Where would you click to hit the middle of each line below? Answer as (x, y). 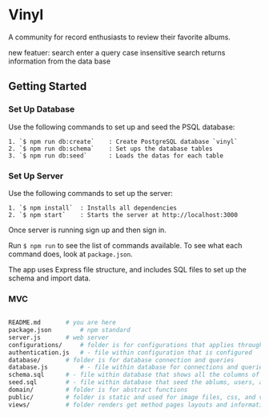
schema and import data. (50, 278)
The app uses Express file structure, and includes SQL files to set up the (127, 269)
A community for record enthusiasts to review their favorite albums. (119, 37)
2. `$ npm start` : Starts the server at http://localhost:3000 (123, 215)
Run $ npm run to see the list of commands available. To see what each (125, 245)
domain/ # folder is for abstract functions (98, 390)
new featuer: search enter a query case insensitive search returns (117, 52)
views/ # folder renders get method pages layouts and (118, 405)
